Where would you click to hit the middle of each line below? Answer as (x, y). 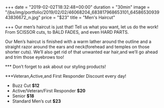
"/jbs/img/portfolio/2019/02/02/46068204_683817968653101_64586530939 (82, 12)
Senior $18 (23, 96)
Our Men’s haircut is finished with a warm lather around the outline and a (78, 42)
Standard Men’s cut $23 (36, 101)
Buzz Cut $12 (26, 86)
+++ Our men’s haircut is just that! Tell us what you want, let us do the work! (82, 27)
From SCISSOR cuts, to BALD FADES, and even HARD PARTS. (67, 32)
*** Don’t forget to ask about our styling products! (56, 66)
